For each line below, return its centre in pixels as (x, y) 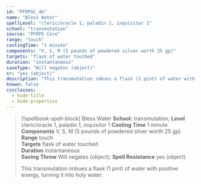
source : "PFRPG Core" (33, 34)
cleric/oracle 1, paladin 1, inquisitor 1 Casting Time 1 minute (94, 124)
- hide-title (28, 96)
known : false (23, 85)
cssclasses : (21, 90)
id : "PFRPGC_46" (26, 12)
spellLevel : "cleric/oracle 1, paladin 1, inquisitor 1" (79, 23)
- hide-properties (35, 101)
